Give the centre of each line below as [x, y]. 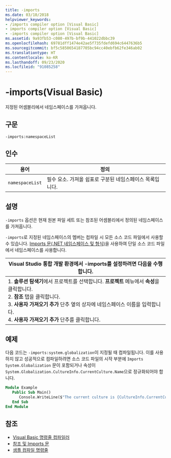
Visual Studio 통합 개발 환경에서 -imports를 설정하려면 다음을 [80, 263]
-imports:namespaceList [31, 137]
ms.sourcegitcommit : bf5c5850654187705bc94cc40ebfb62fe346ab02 [74, 48]
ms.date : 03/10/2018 [27, 15]
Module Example [21, 388]
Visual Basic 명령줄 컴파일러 [41, 437]
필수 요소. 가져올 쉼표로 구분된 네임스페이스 [95, 179]
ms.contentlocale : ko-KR [32, 57]
